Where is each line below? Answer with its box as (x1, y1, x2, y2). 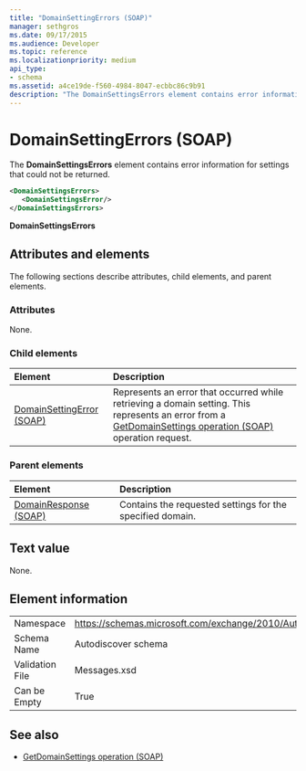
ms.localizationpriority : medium (9, 56, 137, 65)
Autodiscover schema (74, 638, 168, 650)
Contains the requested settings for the (119, 498, 287, 511)
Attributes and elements (9, 247, 150, 262)
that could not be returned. (9, 169, 111, 180)
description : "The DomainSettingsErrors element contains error (9, 90, 259, 99)
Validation (14, 659, 56, 671)
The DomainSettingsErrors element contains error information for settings (9, 159, 290, 170)
